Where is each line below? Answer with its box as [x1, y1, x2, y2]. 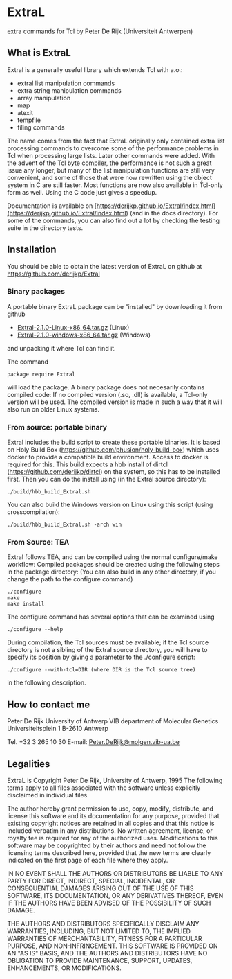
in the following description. [7, 678, 86, 687]
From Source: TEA [7, 538, 70, 547]
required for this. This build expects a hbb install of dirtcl [7, 460, 168, 468]
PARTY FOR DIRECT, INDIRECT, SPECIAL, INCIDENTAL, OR [7, 877, 175, 885]
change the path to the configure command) [7, 575, 133, 583]
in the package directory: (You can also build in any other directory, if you [7, 567, 216, 576]
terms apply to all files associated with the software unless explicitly [7, 784, 201, 792]
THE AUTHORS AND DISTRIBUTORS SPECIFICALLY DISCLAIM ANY [7, 919, 200, 928]
